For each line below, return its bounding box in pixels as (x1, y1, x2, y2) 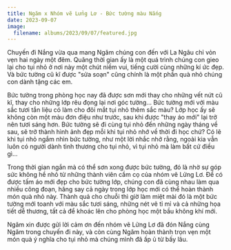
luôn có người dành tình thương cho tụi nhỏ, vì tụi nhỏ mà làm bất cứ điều (7, 142, 215, 151)
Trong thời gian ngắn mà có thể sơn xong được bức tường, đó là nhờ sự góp (7, 163, 222, 171)
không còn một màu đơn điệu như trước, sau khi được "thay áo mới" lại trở (7, 113, 217, 122)
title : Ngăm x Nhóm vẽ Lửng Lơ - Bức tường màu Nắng (7, 10, 162, 17)
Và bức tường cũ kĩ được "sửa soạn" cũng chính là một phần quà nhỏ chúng (7, 70, 223, 79)
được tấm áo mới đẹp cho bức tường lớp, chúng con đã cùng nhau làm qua (7, 177, 219, 186)
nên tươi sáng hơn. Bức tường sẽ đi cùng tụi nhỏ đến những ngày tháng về (7, 120, 219, 128)
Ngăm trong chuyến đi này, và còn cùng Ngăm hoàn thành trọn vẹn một (7, 228, 212, 236)
